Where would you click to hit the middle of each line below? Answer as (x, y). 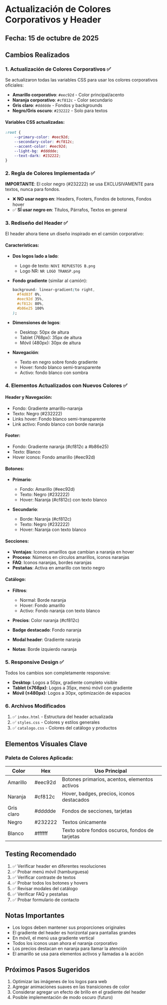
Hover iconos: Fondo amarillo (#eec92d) (54, 457)
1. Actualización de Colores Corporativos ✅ (58, 69)
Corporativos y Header (53, 20)
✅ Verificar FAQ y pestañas (40, 894)
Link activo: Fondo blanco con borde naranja (58, 424)
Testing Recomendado (41, 854)
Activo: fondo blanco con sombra (54, 372)
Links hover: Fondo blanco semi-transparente (59, 419)
